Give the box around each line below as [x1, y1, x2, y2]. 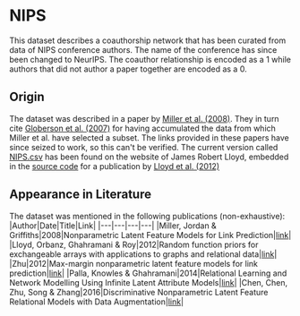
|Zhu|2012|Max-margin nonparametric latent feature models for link [9, 258, 258, 269]
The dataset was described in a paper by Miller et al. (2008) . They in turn [9, 113, 279, 124]
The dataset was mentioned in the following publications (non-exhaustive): [9, 210, 286, 221]
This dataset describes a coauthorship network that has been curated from [9, 35, 287, 46]
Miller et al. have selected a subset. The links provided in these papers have [9, 132, 289, 143]
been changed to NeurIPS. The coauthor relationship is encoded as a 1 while [9, 54, 291, 64]
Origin [9, 90, 45, 105]
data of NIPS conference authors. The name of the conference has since [9, 44, 278, 55]
